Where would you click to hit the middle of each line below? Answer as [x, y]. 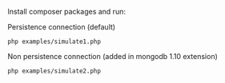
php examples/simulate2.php [54, 71]
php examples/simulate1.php [54, 41]
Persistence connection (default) [62, 27]
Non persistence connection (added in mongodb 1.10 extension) [112, 56]
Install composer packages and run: [66, 12]
